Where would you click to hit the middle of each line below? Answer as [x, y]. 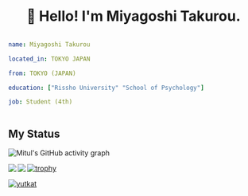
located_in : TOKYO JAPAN [49, 59]
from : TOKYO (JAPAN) [43, 73]
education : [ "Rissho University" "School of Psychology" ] [106, 88]
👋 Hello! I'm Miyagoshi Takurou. [134, 16]
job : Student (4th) [41, 102]
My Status [34, 133]
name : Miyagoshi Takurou [49, 44]
